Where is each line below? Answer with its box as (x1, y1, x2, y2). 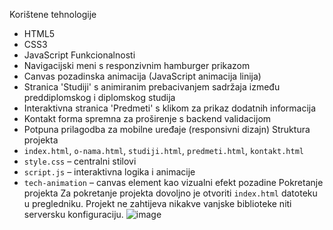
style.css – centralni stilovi (23, 155, 137, 167)
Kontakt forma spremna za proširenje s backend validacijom (23, 113, 272, 124)
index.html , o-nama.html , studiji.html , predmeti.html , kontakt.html (23, 145, 304, 156)
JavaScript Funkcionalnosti (23, 49, 136, 61)
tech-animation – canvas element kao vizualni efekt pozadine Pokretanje (23, 177, 324, 188)
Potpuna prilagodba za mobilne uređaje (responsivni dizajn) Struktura (23, 124, 311, 135)
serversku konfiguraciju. (23, 209, 124, 220)
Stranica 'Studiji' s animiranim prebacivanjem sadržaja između (23, 81, 281, 93)
